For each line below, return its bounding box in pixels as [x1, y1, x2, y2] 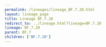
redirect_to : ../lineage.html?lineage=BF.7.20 [4, 21, 102, 26]
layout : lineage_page [4, 12, 49, 17]
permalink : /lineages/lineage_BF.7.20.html [4, 7, 95, 12]
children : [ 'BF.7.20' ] [4, 35, 51, 40]
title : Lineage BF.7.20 [4, 16, 53, 21]
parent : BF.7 [4, 30, 31, 35]
